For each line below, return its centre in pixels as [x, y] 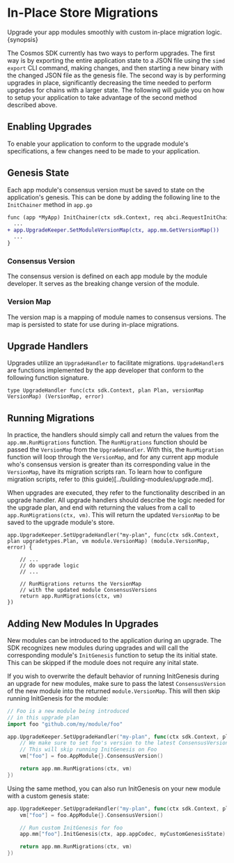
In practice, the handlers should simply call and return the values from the [113, 435]
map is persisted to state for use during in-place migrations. [93, 324]
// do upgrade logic [49, 566]
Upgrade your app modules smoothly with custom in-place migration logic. [115, 32]
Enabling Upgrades [49, 127]
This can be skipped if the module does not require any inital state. [103, 662]
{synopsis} [23, 39]
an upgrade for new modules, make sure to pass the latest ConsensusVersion [117, 683]
